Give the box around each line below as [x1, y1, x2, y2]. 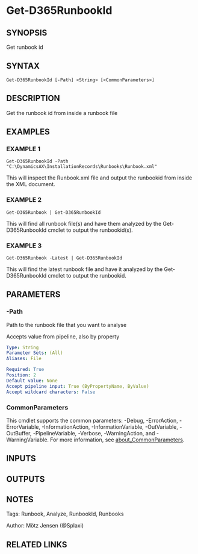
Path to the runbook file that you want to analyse [6, 321, 127, 328]
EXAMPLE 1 [6, 145, 41, 153]
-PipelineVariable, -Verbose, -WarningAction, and [32, 429, 155, 437]
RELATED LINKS [6, 540, 67, 550]
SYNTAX [6, 61, 40, 71]
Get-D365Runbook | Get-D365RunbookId [6, 209, 101, 216]
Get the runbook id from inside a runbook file [6, 109, 118, 116]
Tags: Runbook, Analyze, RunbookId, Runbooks [6, 510, 125, 518]
